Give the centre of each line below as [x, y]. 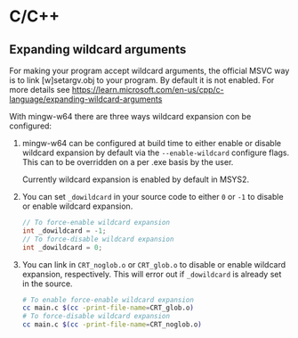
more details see [40, 90]
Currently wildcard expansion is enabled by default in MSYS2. [136, 179]
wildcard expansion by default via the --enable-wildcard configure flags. [156, 153]
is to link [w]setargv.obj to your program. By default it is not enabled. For [142, 80]
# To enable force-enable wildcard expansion [108, 300]
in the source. [47, 284]
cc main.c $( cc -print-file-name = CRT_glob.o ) [108, 308]
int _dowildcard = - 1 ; [64, 231]
